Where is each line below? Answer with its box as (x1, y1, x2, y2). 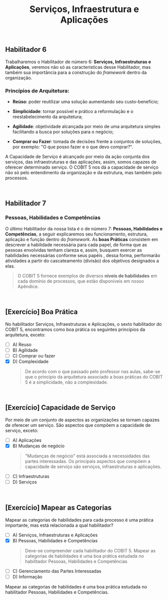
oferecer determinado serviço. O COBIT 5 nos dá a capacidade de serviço (5, 164, 159, 170)
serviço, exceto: (5, 427, 39, 433)
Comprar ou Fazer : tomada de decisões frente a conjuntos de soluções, (12, 139, 162, 145)
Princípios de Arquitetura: (5, 87, 70, 94)
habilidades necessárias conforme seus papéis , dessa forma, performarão (5, 252, 160, 258)
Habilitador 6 (5, 45, 47, 54)
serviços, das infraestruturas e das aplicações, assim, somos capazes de (5, 159, 157, 165)
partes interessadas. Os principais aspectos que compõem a (25, 458, 150, 464)
